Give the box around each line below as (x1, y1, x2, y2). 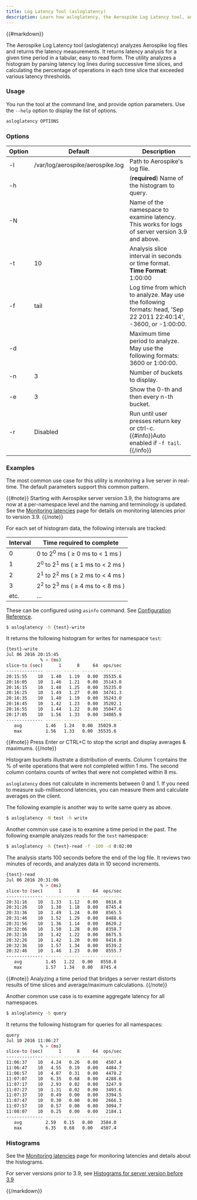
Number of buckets (129, 368, 183, 376)
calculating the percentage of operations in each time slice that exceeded (6, 66, 184, 73)
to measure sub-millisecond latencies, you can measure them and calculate (6, 786, 189, 793)
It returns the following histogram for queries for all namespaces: (6, 1020, 163, 1027)
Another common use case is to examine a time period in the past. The (6, 826, 177, 833)
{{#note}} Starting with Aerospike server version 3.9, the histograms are (6, 495, 180, 502)
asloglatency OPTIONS (6, 118, 59, 124)
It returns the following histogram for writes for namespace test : (6, 635, 162, 642)
